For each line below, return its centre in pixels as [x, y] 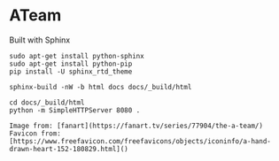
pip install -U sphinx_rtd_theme [71, 72]
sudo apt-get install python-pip [71, 64]
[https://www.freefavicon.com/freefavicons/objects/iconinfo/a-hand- [140, 141]
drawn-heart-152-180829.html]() [69, 149]
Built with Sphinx [40, 40]
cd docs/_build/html [47, 103]
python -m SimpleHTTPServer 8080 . [75, 110]
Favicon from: [35, 134]
